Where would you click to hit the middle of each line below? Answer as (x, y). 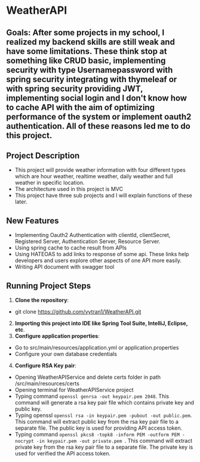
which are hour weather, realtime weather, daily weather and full (94, 177)
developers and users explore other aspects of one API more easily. (98, 260)
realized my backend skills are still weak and (90, 42)
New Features (33, 221)
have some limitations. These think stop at (87, 51)
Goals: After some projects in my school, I (85, 33)
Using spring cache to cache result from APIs (71, 248)
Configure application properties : (57, 336)
